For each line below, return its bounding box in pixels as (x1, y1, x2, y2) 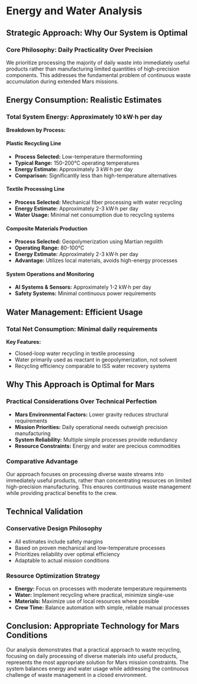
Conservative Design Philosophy (6, 525, 102, 533)
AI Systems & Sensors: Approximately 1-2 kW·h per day (14, 283, 152, 291)
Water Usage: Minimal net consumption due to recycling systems (14, 211, 175, 218)
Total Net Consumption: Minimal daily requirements (6, 325, 158, 333)
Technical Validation (6, 507, 83, 517)
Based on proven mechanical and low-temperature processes (14, 544, 166, 551)
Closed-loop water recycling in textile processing (14, 350, 135, 357)
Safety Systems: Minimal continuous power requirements (14, 290, 156, 297)
